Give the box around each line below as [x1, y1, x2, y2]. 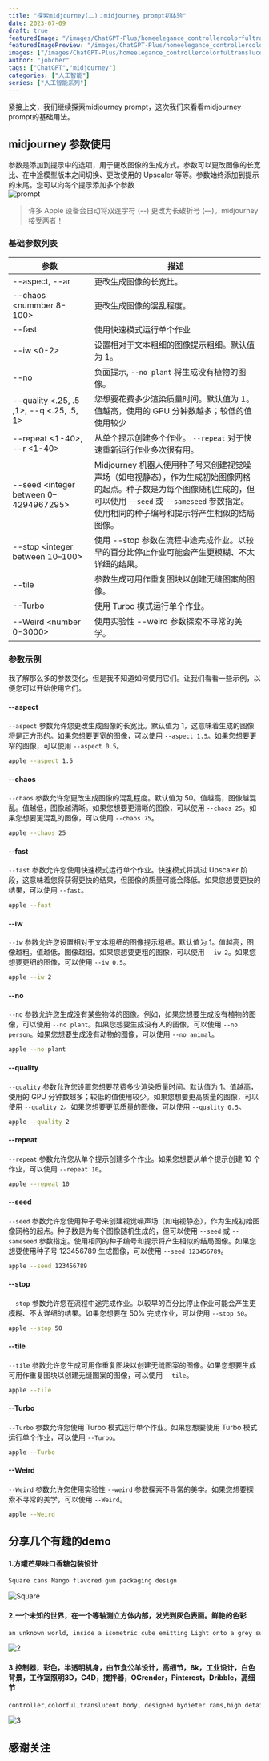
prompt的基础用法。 [8, 111, 74, 121]
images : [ [8, 49, 42, 57]
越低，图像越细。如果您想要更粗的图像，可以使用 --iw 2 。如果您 [42, 947, 256, 957]
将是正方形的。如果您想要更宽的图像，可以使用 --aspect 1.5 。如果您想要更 [8, 731, 257, 741]
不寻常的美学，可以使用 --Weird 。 [14, 1494, 127, 1504]
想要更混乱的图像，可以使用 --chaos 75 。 [22, 813, 159, 823]
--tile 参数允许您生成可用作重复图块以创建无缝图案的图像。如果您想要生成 [8, 1360, 256, 1370]
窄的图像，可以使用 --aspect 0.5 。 [8, 741, 124, 751]
